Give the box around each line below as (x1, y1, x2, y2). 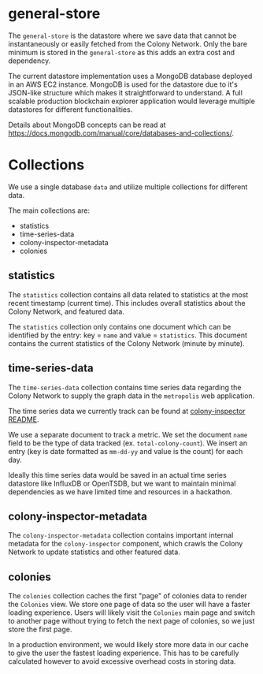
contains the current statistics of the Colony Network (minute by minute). (8, 338, 246, 348)
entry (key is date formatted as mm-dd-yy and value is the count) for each (8, 446, 243, 456)
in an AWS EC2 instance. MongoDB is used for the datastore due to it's (8, 80, 238, 89)
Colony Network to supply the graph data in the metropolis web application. (8, 391, 255, 400)
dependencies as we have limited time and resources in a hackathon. (8, 486, 232, 497)
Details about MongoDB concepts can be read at (8, 120, 167, 129)
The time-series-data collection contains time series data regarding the (8, 382, 242, 392)
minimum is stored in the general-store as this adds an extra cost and (8, 47, 235, 57)
